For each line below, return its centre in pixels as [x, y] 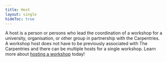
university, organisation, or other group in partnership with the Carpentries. [82, 38]
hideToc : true [20, 19]
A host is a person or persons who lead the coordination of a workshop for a [84, 33]
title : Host [17, 10]
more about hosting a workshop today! [45, 54]
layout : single [21, 14]
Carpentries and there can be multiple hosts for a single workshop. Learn [80, 49]
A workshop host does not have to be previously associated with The [76, 44]
